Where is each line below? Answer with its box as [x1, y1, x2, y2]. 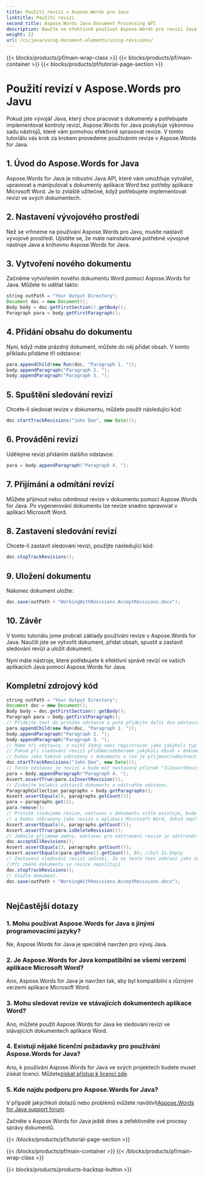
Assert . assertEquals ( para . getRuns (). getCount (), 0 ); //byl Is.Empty [6, 850, 183, 857]
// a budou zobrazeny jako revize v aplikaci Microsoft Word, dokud [6, 816, 183, 822]
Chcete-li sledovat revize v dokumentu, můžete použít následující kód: [6, 406, 182, 413]
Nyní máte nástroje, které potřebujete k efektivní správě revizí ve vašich [6, 657, 186, 664]
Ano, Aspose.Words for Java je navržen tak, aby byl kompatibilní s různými [6, 977, 193, 985]
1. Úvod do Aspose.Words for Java [6, 159, 140, 169]
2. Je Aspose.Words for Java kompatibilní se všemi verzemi [6, 955, 186, 964]
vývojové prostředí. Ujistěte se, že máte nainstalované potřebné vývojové [6, 234, 189, 241]
